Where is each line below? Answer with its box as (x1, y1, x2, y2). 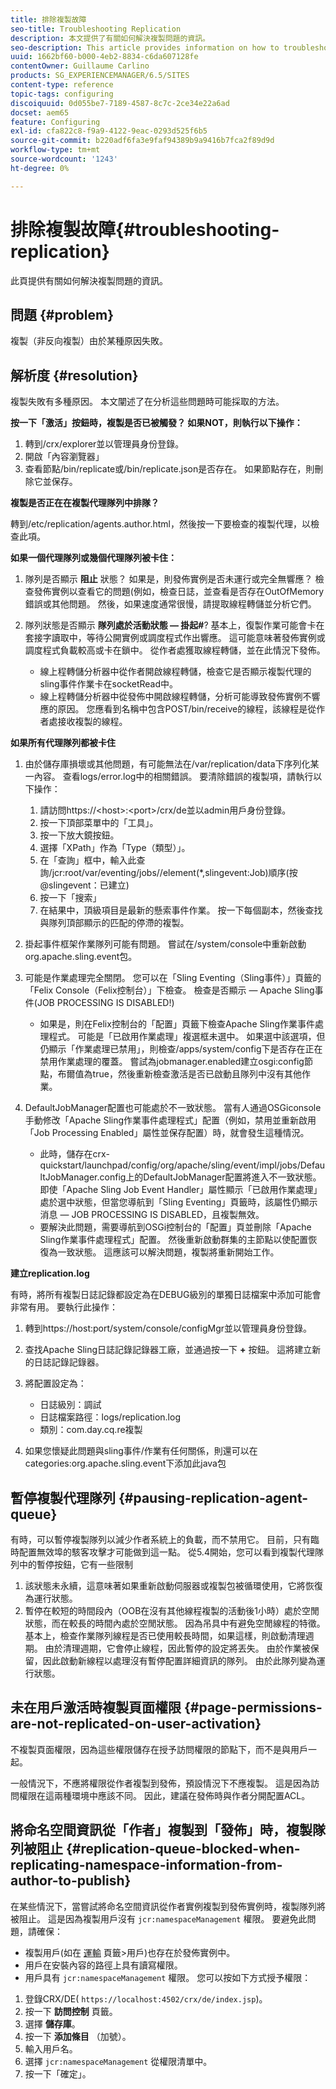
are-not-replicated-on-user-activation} (10, 1716, 262, 1733)
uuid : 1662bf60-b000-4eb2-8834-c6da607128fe (10, 52, 199, 62)
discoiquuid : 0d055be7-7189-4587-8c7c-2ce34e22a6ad (10, 98, 230, 108)
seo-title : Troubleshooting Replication (10, 24, 182, 34)
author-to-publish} (10, 1872, 132, 1890)
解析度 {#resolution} (10, 367, 139, 384)
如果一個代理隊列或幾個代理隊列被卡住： (10, 552, 177, 564)
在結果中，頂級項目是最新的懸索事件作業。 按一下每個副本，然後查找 (39, 904, 323, 916)
